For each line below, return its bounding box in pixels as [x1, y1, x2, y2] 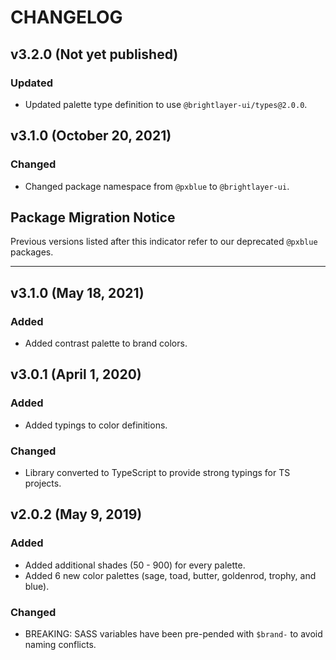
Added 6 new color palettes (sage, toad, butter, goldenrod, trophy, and [24, 569, 317, 581]
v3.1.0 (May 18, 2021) [10, 284, 145, 301]
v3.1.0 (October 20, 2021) [10, 127, 172, 145]
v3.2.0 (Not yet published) [10, 46, 179, 63]
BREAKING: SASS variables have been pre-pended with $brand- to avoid [24, 628, 323, 640]
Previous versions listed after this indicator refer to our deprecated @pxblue [10, 236, 318, 248]
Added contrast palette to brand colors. [24, 337, 188, 350]
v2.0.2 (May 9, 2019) [10, 506, 143, 523]
